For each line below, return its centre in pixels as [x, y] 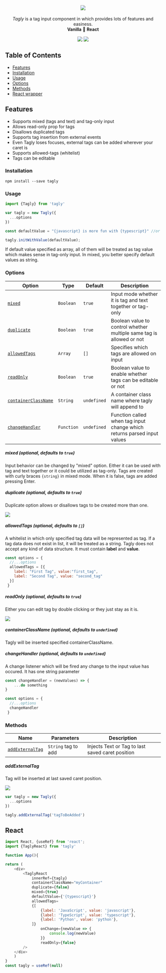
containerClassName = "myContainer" [67, 883]
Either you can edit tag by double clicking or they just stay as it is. [72, 609]
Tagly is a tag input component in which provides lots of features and [83, 19]
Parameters [65, 738]
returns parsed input [135, 433]
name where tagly [132, 401]
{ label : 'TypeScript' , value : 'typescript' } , [88, 915]
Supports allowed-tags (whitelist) [46, 153]
